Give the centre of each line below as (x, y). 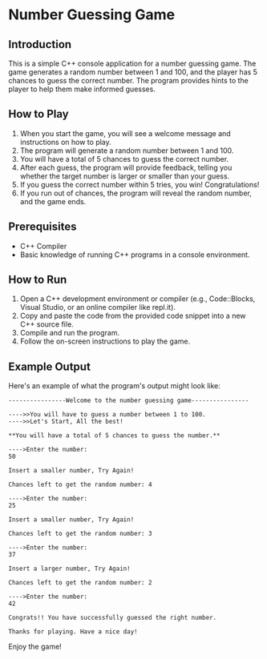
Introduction (40, 44)
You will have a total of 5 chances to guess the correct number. (124, 159)
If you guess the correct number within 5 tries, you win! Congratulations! (140, 184)
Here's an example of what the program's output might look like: (114, 386)
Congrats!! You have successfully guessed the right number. (113, 618)
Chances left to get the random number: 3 (80, 534)
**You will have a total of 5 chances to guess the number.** (114, 436)
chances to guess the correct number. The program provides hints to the (128, 80)
